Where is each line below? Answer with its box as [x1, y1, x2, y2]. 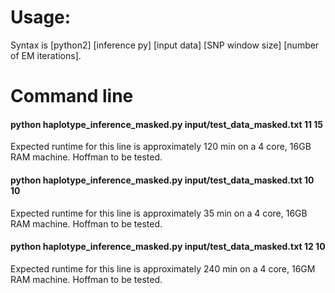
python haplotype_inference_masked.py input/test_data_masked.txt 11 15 [10, 118, 324, 130]
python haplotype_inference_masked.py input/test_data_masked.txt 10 [10, 174, 315, 186]
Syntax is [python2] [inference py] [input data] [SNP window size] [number [10, 39, 320, 51]
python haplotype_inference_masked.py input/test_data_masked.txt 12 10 [10, 241, 326, 253]
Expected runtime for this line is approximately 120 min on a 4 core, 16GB [10, 141, 312, 153]
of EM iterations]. [10, 49, 82, 61]
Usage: [10, 6, 72, 29]
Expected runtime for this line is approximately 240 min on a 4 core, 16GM [10, 262, 316, 275]
